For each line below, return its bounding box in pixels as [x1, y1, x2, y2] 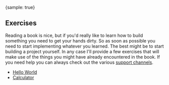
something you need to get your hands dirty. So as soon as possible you [5, 37, 155, 44]
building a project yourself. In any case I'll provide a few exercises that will [5, 48, 160, 55]
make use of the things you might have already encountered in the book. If [5, 54, 160, 60]
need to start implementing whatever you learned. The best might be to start [5, 43, 164, 49]
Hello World [12, 69, 37, 75]
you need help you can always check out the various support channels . [5, 59, 154, 65]
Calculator [12, 74, 34, 80]
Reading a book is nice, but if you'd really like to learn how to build [5, 32, 143, 38]
